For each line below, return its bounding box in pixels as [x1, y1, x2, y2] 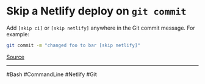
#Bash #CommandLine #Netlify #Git [6, 71, 98, 78]
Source [6, 53, 24, 60]
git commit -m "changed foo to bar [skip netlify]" [6, 42, 140, 48]
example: [6, 30, 29, 37]
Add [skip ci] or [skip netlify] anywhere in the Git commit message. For [6, 24, 195, 31]
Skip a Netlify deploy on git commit [6, 4, 187, 18]
